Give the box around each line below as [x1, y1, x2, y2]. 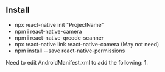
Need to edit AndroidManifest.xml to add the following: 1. [5, 59, 149, 66]
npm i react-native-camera [14, 27, 82, 35]
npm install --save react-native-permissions [14, 47, 125, 54]
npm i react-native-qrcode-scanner [14, 34, 104, 41]
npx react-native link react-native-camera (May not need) [14, 40, 160, 48]
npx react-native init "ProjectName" [14, 21, 104, 28]
